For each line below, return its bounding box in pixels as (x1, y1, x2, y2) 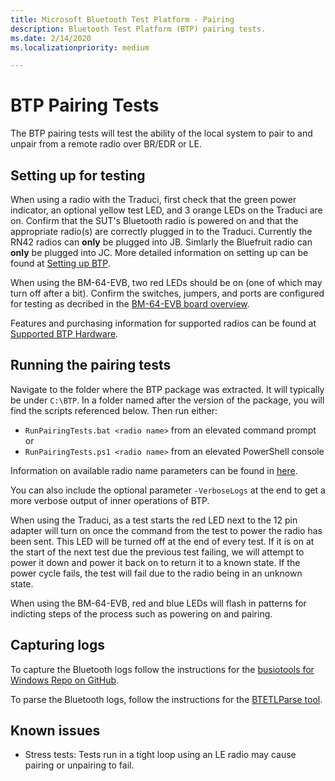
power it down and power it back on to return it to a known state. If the (10, 556, 301, 568)
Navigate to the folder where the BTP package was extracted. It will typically (10, 383, 325, 395)
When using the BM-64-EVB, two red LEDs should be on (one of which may (10, 277, 323, 288)
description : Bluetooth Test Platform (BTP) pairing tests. (10, 24, 267, 34)
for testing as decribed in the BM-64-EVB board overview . (10, 298, 250, 310)
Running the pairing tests (10, 357, 172, 374)
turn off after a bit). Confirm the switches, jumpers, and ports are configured (10, 287, 325, 299)
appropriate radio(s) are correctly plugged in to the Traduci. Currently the (10, 226, 313, 237)
